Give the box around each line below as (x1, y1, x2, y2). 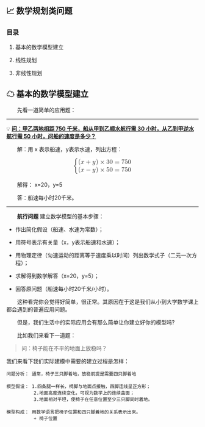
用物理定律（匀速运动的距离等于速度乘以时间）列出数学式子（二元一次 (15, 251, 192, 259)
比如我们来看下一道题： (17, 331, 76, 339)
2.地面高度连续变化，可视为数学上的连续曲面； (33, 390, 135, 396)
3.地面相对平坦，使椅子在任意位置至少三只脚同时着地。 (33, 396, 153, 403)
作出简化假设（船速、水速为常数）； (15, 225, 104, 233)
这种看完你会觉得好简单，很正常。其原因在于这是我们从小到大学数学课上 (17, 298, 199, 305)
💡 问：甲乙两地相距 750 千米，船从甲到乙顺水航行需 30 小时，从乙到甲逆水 (6, 124, 194, 132)
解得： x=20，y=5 (17, 181, 63, 188)
